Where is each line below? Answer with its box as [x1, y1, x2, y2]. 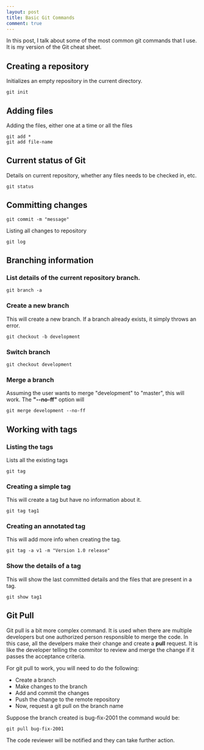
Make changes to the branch [15, 682, 88, 690]
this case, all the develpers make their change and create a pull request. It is [6, 640, 198, 647]
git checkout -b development [6, 334, 80, 340]
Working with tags [6, 424, 78, 435]
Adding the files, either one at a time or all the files [6, 122, 133, 129]
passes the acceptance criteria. [6, 652, 86, 660]
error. [6, 321, 20, 329]
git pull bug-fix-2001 [6, 726, 64, 732]
